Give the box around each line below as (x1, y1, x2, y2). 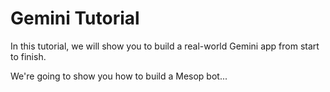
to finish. (10, 50, 47, 62)
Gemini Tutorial (10, 7, 140, 30)
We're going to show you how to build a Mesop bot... (10, 70, 228, 82)
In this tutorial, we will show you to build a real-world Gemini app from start (10, 40, 320, 52)
